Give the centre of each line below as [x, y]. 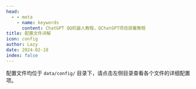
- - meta [22, 17]
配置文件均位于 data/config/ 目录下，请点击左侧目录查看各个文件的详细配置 [98, 73]
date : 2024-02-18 [27, 50]
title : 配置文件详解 [29, 34]
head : [13, 11]
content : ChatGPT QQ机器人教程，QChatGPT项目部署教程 [84, 28]
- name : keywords [38, 22]
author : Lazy [22, 45]
